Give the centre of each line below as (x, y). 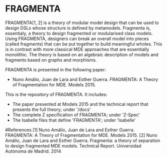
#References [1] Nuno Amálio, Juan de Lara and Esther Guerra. (70, 130)
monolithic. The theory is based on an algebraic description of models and (82, 54)
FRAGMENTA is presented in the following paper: (56, 69)
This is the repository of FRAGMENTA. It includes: (56, 94)
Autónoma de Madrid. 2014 (33, 151)
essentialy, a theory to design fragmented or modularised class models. (79, 33)
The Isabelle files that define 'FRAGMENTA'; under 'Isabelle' (74, 120)
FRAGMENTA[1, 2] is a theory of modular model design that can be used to (82, 23)
